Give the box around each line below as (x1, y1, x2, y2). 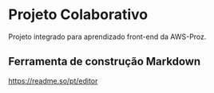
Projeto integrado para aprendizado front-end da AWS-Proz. (8, 32, 207, 41)
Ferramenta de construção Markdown (8, 55, 201, 68)
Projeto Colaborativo (8, 6, 149, 24)
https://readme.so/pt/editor (8, 76, 98, 85)
